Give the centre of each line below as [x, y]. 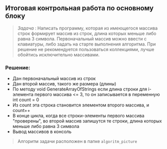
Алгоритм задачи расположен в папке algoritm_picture [77, 141]
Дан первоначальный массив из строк [54, 78]
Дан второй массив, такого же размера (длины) [64, 84]
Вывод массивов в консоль [42, 131]
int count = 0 [26, 100]
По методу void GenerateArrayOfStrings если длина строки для [80, 89]
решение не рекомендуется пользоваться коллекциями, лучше [86, 49]
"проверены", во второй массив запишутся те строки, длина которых [87, 121]
